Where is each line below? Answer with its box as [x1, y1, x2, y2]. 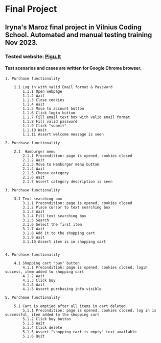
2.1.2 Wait [23, 158, 45, 162]
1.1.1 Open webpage [23, 89, 63, 94]
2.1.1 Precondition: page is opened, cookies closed [23, 153, 133, 158]
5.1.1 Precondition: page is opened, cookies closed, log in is [23, 308, 157, 313]
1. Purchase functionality [5, 76, 60, 81]
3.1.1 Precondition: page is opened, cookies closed [23, 200, 133, 206]
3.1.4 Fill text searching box [23, 213, 87, 218]
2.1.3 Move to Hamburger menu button [23, 162, 99, 167]
